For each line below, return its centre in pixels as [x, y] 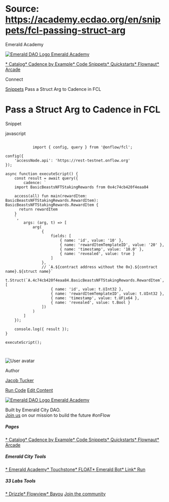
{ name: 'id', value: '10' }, [92, 240]
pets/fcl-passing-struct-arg [65, 30]
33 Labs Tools [21, 481]
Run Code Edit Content [29, 390]
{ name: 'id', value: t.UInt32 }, [87, 289]
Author [12, 370]
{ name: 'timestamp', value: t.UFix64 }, [95, 298]
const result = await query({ [46, 178]
